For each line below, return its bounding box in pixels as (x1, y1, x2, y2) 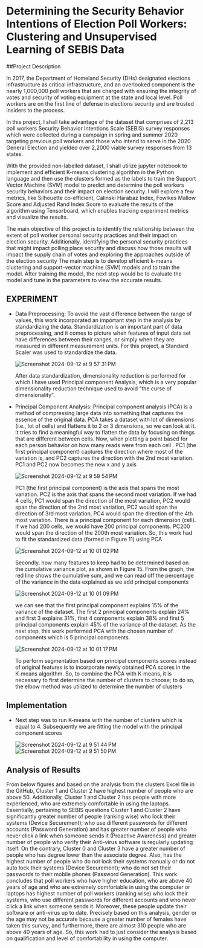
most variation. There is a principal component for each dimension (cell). (14, 516, 196, 523)
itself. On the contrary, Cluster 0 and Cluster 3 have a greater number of (6, 845, 185, 853)
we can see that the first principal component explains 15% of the (14, 601, 179, 608)
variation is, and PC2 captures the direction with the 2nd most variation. (14, 454, 194, 462)
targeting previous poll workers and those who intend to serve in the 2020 (6, 137, 192, 144)
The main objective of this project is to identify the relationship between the (6, 225, 195, 232)
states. (6, 150, 23, 158)
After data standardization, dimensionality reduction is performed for (14, 372, 186, 379)
